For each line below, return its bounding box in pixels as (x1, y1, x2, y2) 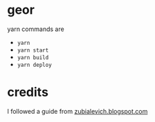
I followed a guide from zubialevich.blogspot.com (7, 107, 148, 115)
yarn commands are (7, 25, 64, 33)
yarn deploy (17, 61, 52, 68)
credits (7, 85, 48, 100)
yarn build (17, 54, 49, 61)
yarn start (17, 47, 49, 54)
